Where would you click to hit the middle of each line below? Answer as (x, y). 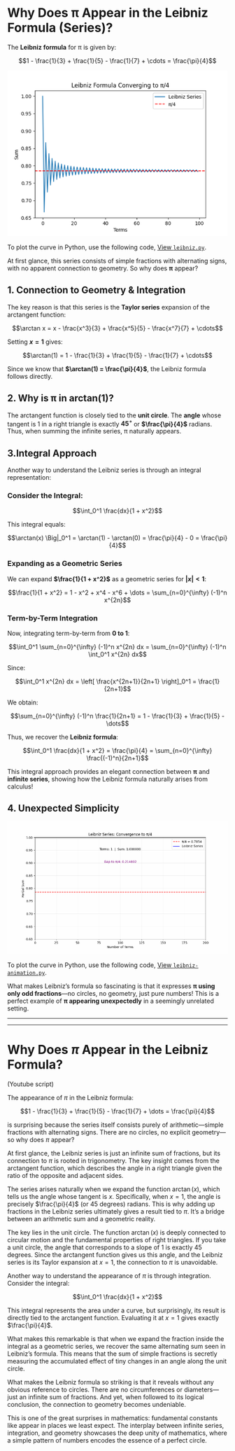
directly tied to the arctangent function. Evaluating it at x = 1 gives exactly (113, 1318)
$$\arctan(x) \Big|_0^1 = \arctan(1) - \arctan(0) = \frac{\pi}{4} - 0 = (104, 538)
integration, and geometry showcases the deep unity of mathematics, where (117, 1433)
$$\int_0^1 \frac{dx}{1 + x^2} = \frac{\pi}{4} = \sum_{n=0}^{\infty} (117, 750)
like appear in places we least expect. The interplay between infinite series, (116, 1426)
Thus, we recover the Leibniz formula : (63, 737)
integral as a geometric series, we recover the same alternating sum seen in (116, 1347)
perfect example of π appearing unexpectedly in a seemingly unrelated (111, 1001)
